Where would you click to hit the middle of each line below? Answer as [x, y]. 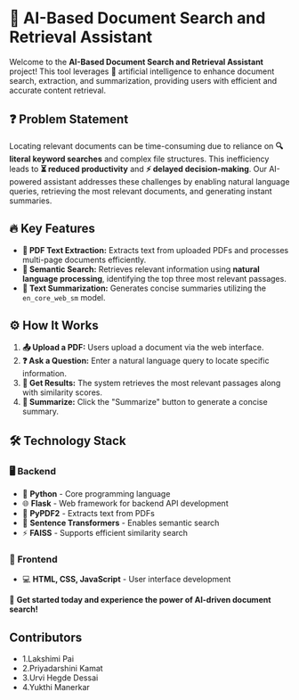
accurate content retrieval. [58, 90]
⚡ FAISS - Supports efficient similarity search [105, 533]
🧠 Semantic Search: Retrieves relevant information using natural [141, 269]
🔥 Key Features [53, 229]
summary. [40, 412]
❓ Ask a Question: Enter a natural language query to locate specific [145, 361]
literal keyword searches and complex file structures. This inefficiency [139, 159]
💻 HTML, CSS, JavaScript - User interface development [126, 580]
